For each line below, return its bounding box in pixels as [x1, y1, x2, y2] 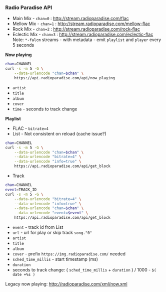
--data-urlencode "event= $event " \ [14, 210, 88, 216]
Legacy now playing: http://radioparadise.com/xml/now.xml [5, 281, 127, 287]
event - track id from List [12, 224, 63, 230]
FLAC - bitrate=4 [12, 125, 49, 131]
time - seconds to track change [12, 106, 77, 112]
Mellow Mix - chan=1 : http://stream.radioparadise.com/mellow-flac [12, 21, 150, 27]
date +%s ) [12, 272, 35, 277]
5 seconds [12, 42, 34, 48]
